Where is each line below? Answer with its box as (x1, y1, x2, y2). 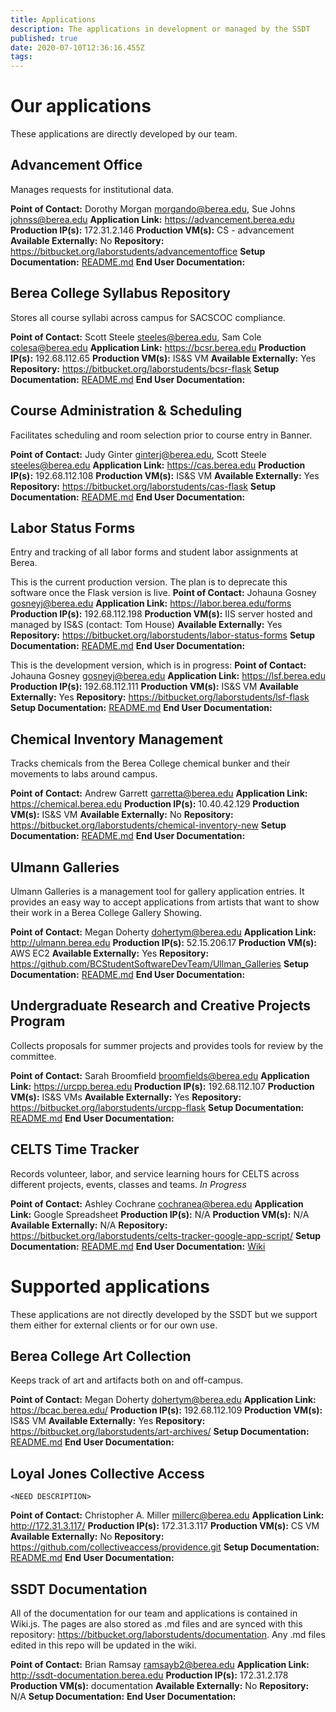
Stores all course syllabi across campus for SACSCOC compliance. (10, 311, 286, 323)
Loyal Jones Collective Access (10, 1465, 205, 1482)
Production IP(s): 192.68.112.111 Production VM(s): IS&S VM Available (10, 681, 299, 693)
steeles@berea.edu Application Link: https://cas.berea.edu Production (10, 459, 306, 471)
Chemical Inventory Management (10, 731, 223, 748)
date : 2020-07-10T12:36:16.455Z (10, 42, 145, 53)
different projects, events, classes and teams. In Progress (10, 1178, 247, 1190)
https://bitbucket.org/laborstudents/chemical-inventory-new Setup (10, 819, 287, 831)
